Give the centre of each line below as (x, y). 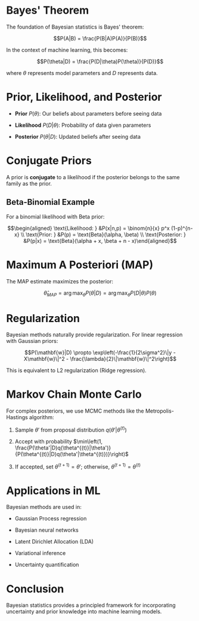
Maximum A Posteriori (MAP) (80, 265)
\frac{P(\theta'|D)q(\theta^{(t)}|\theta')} (63, 448)
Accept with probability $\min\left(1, (59, 441)
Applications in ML (53, 490)
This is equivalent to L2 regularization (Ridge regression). (77, 370)
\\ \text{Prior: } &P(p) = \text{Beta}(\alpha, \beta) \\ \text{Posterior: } (103, 234)
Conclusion (35, 589)
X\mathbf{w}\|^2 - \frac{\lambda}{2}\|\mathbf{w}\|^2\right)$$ (100, 359)
